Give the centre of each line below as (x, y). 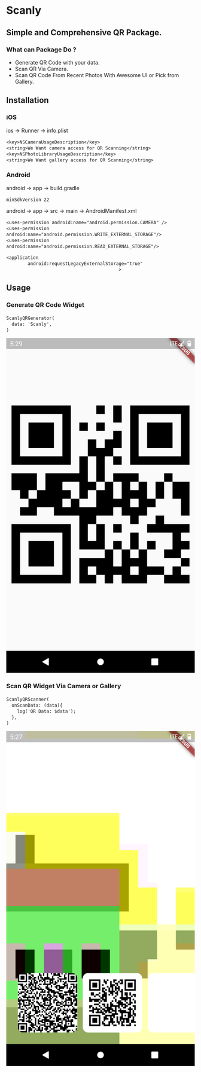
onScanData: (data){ (37, 705)
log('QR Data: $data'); (47, 711)
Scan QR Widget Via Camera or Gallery (64, 686)
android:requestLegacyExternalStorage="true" (86, 264)
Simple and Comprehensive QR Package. (84, 33)
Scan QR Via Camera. (42, 69)
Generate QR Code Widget (45, 305)
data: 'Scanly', (32, 324)
